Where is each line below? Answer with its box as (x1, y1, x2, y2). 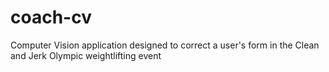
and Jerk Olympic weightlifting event (10, 49, 162, 61)
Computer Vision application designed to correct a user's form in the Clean (10, 39, 320, 51)
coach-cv (10, 6, 92, 29)
